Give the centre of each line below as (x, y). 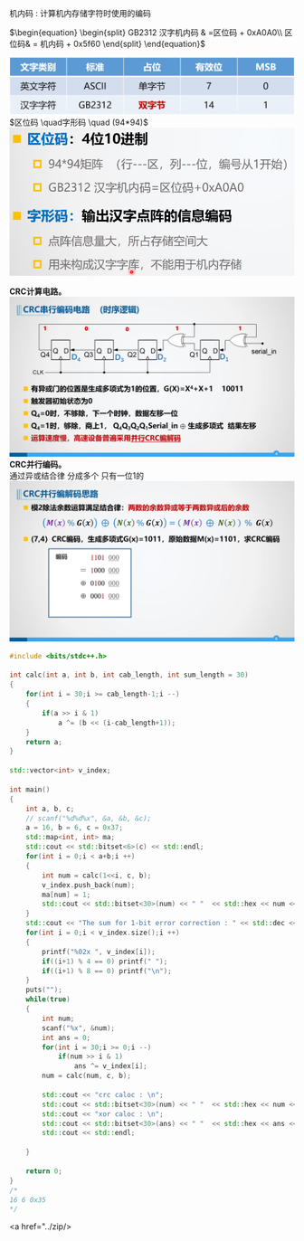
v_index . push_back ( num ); (89, 885)
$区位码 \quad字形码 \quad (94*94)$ (79, 122)
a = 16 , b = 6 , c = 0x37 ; (75, 828)
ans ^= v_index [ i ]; (110, 1066)
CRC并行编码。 (38, 465)
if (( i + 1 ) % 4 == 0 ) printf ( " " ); (105, 962)
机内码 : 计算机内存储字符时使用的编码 (80, 13)
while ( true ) (48, 999)
